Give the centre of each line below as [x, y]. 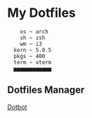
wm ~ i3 [31, 44]
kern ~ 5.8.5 [33, 50]
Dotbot [17, 107]
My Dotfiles [41, 13]
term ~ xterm [33, 62]
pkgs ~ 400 [29, 56]
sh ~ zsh [33, 38]
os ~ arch [34, 32]
